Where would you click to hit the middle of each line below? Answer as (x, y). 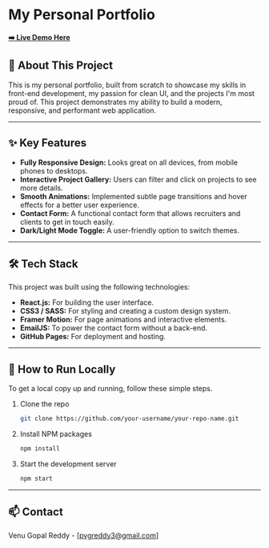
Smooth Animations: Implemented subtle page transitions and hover (133, 196)
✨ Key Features (47, 143)
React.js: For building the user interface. (87, 302)
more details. (42, 188)
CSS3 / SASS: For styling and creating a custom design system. (125, 311)
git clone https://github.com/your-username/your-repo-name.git (129, 419)
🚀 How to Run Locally (62, 369)
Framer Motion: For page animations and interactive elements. (123, 320)
